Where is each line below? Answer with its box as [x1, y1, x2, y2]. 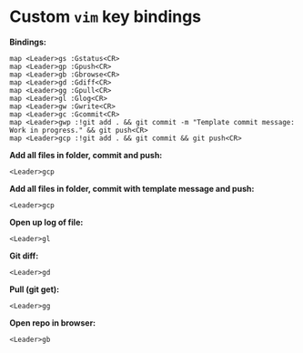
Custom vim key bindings [9, 6, 202, 27]
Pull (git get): [9, 284, 60, 295]
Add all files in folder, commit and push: [9, 149, 163, 160]
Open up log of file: [9, 217, 84, 227]
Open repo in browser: [9, 317, 96, 328]
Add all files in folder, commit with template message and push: [9, 183, 255, 194]
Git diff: [9, 250, 39, 261]
